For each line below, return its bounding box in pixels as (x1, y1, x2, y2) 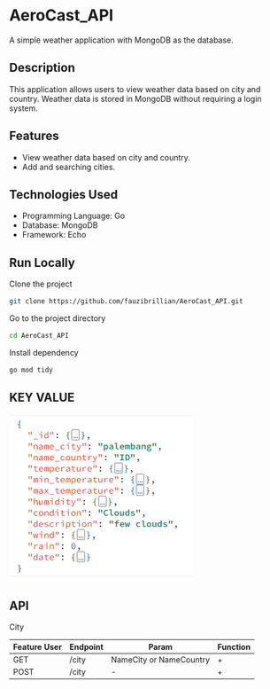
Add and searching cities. (21, 161, 116, 172)
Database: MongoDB (21, 220, 98, 231)
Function (217, 641, 251, 652)
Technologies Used (9, 187, 118, 202)
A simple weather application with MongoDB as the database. (9, 35, 235, 45)
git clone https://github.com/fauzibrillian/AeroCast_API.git (9, 297, 243, 306)
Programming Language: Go (21, 210, 126, 222)
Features (9, 129, 59, 144)
